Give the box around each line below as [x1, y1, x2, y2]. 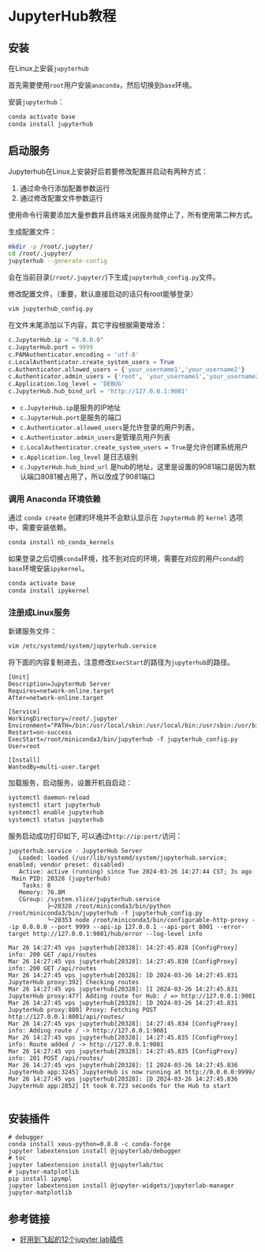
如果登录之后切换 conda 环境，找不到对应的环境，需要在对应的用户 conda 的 [8, 554, 244, 563]
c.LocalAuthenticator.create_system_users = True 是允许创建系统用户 [19, 442, 248, 452]
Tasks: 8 [22, 882, 51, 889]
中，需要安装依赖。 [8, 523, 71, 532]
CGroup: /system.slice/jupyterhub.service [18, 895, 160, 903]
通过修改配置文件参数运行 [19, 193, 103, 202]
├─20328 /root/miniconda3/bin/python [47, 902, 171, 910]
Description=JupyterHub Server [8, 680, 111, 688]
